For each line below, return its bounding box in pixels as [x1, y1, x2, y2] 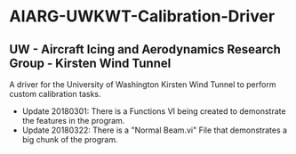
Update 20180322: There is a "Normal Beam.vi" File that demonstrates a [21, 125, 287, 135]
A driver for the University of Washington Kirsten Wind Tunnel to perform [9, 79, 276, 90]
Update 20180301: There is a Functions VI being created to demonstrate [21, 106, 286, 117]
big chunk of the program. [21, 134, 118, 144]
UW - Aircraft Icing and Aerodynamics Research [9, 42, 282, 57]
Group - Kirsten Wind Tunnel [9, 55, 172, 70]
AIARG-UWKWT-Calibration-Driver [9, 6, 276, 27]
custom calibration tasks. [9, 89, 101, 99]
